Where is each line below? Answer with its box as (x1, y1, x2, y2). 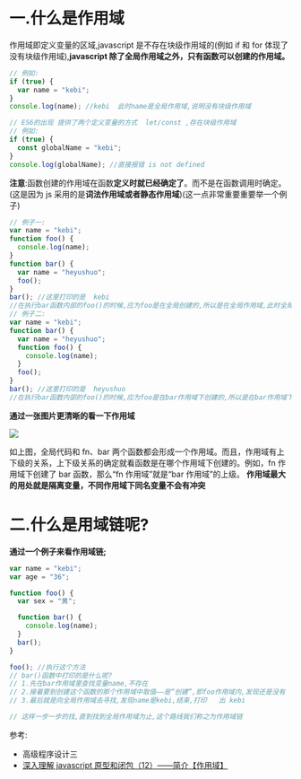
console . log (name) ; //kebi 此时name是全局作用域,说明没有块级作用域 (9, 102, 252, 111)
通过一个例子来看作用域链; (9, 546, 107, 556)
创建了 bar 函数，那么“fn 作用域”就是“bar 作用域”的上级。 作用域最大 (32, 468, 287, 479)
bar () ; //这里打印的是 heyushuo (9, 385, 126, 394)
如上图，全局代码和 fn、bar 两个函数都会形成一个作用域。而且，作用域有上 (9, 446, 285, 457)
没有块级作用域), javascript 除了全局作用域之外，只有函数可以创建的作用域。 (9, 50, 290, 61)
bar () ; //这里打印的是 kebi (9, 293, 110, 302)
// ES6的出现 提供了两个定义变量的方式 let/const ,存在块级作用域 (9, 118, 236, 127)
